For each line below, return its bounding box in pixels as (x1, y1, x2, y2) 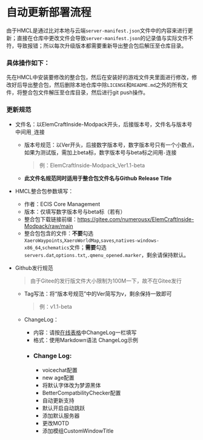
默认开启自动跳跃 (42, 404, 85, 411)
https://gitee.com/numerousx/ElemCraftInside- (77, 215, 195, 222)
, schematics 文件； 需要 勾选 (40, 244, 107, 251)
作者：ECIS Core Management (24, 200, 101, 207)
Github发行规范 (15, 264, 53, 271)
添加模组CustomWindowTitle (42, 427, 114, 435)
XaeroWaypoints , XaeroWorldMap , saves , (24, 236, 116, 244)
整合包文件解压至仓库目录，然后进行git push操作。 (22, 89, 149, 96)
